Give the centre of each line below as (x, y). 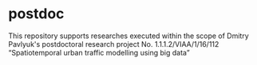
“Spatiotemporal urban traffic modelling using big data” (99, 52)
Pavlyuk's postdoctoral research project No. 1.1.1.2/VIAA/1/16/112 (114, 44)
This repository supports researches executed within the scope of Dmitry (128, 36)
